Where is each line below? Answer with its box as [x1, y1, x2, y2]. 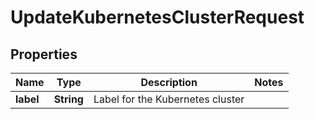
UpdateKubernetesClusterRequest [10, 6, 305, 29]
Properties [10, 46, 78, 63]
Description [140, 76, 198, 89]
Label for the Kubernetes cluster [93, 92, 245, 106]
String [53, 92, 84, 106]
